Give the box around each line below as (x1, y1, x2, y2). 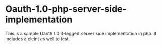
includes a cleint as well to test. (5, 36, 70, 42)
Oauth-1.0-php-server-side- (5, 3, 127, 15)
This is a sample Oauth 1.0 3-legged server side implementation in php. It (5, 30, 157, 36)
